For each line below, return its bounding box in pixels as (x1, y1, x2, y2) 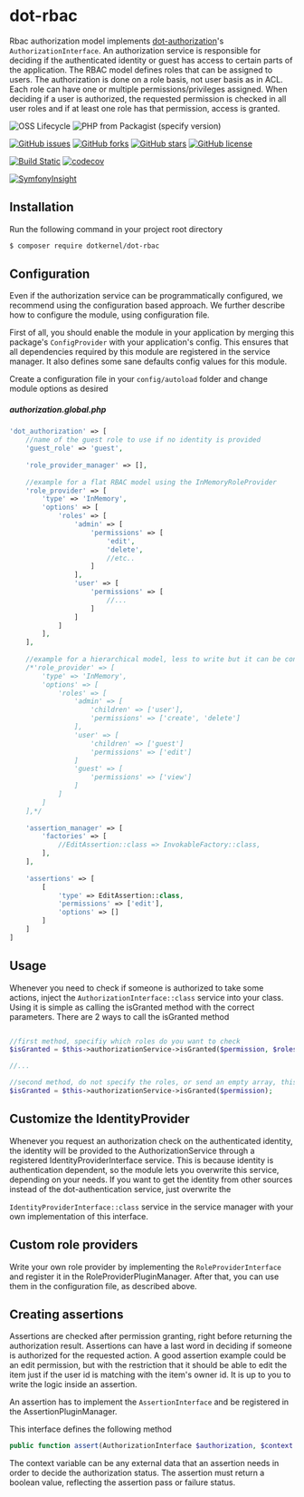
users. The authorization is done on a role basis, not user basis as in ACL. (9, 73, 283, 84)
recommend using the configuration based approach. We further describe (9, 300, 286, 311)
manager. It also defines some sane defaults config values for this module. (9, 356, 288, 367)
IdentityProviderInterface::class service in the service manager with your (9, 1201, 294, 1212)
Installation (9, 200, 74, 215)
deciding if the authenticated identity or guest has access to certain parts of (9, 54, 293, 65)
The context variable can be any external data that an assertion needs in (9, 1458, 280, 1469)
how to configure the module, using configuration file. (9, 309, 210, 320)
